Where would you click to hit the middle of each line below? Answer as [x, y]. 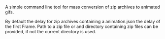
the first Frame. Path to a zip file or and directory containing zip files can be [82, 26]
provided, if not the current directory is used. [51, 32]
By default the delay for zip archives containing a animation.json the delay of [83, 21]
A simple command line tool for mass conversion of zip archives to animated [82, 7]
